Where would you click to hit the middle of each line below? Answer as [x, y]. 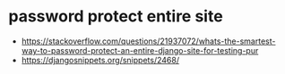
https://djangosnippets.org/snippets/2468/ [100, 60]
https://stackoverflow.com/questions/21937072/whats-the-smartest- [148, 41]
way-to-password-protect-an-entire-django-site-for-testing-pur [140, 50]
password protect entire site [116, 16]
